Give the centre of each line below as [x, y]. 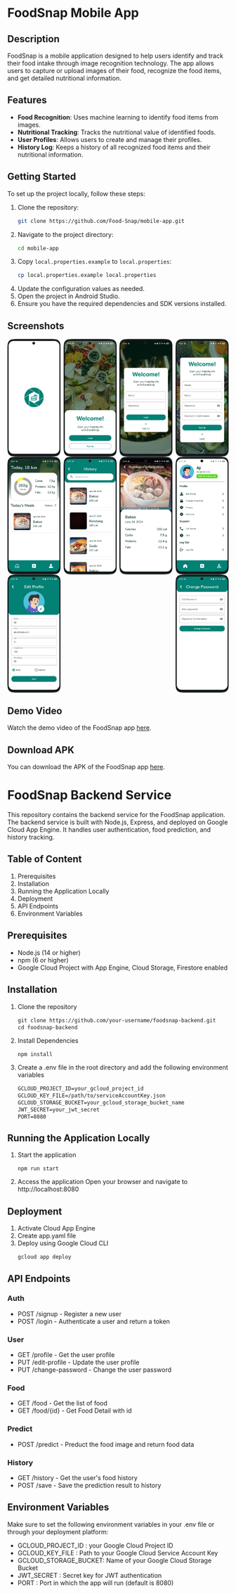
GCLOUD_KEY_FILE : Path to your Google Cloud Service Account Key [118, 1553]
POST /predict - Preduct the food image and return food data [106, 1444]
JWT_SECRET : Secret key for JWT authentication [90, 1575]
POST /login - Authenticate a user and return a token [94, 1321]
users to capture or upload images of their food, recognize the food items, [114, 71]
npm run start [38, 1169]
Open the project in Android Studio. [69, 296]
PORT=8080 [32, 1117]
